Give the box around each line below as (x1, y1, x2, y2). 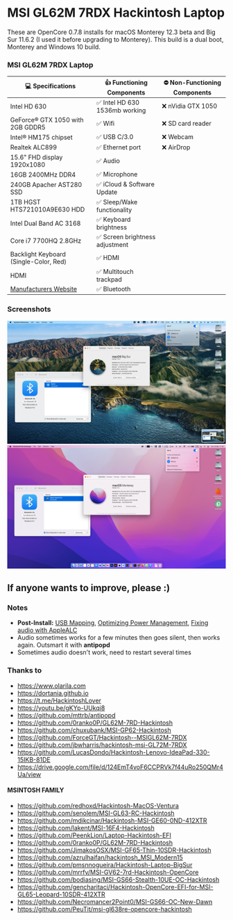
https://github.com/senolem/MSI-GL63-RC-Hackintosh (17, 809, 175, 817)
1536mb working (96, 106, 146, 114)
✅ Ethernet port (96, 143, 141, 151)
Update (96, 188, 118, 196)
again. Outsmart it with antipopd (17, 641, 111, 649)
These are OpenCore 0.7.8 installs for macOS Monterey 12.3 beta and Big (7, 28, 216, 36)
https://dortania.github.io (17, 688, 89, 697)
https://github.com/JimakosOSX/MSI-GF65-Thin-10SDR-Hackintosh (17, 846, 212, 854)
